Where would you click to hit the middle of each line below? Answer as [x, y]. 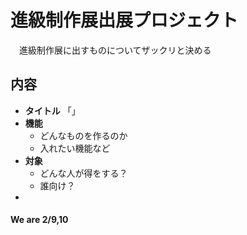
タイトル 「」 [52, 110]
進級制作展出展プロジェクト [124, 20]
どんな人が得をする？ [83, 173]
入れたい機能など [75, 148]
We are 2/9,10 [39, 220]
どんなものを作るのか [83, 135]
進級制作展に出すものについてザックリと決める [115, 50]
